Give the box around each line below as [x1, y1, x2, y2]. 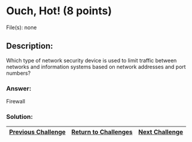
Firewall [6, 98, 26, 105]
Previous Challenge [9, 128, 66, 136]
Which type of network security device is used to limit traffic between [6, 56, 177, 64]
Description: [6, 41, 53, 51]
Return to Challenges [71, 128, 133, 136]
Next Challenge [138, 128, 183, 136]
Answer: [6, 84, 32, 93]
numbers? [6, 70, 31, 77]
